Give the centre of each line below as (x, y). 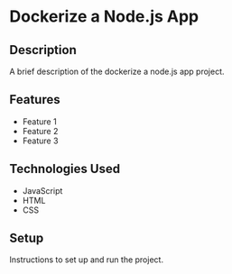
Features (35, 100)
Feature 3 (40, 141)
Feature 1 (39, 121)
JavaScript (42, 190)
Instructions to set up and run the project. (87, 260)
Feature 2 (40, 131)
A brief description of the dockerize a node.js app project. (117, 71)
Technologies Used (65, 169)
